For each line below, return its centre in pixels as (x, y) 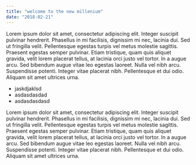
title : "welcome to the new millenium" (55, 11)
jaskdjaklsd (28, 88)
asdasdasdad (31, 95)
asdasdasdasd (32, 101)
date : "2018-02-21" (30, 17)
